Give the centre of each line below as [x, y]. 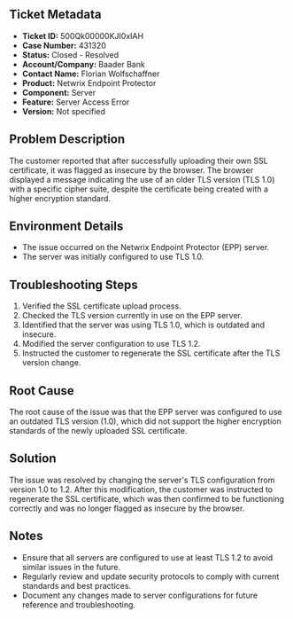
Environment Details [66, 227]
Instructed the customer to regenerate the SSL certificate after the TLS [151, 353]
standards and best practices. [76, 585]
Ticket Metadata [55, 15]
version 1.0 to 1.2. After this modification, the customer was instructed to [141, 489]
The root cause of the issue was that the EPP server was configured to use [146, 412]
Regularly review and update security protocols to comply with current [150, 576]
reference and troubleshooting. [78, 604]
